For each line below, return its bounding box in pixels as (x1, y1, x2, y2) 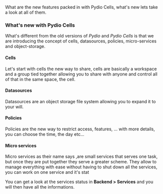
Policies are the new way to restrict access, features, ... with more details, (5, 126, 155, 132)
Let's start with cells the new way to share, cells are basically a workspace (5, 66, 157, 72)
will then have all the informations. (5, 184, 75, 190)
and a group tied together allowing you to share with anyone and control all (5, 71, 158, 77)
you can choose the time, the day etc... (5, 131, 84, 137)
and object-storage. (5, 43, 46, 49)
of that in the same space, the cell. (5, 76, 76, 82)
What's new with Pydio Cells (5, 22, 75, 29)
